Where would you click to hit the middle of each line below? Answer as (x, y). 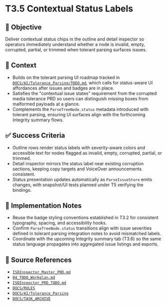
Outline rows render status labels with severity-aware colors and (79, 147)
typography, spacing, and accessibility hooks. (60, 223)
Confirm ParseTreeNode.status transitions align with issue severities (82, 228)
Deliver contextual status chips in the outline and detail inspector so (75, 39)
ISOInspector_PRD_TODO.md (39, 283)
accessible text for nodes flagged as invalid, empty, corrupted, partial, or (87, 153)
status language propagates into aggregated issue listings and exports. (85, 244)
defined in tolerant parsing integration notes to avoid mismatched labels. (87, 234)
